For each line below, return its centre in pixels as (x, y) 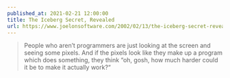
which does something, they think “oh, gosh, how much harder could (121, 60)
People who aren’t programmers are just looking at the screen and (117, 46)
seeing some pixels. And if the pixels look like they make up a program (123, 53)
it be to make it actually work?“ (67, 67)
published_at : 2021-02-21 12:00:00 (58, 13)
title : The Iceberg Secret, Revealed (61, 20)
